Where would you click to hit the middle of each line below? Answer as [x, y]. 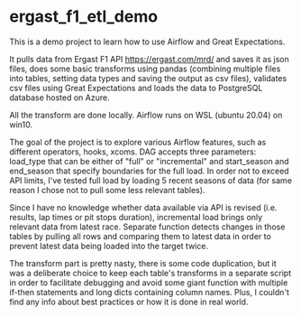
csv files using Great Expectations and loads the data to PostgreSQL [136, 88]
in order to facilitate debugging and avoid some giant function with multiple [149, 283]
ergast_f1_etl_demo [84, 17]
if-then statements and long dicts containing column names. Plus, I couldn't [150, 292]
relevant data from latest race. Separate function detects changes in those [147, 227]
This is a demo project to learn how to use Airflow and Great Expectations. [147, 42]
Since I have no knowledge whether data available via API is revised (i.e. [143, 207]
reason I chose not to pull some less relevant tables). [107, 190]
